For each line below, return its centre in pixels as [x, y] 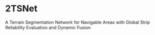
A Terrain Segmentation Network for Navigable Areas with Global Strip [77, 22]
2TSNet [21, 9]
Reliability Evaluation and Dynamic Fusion [48, 27]
